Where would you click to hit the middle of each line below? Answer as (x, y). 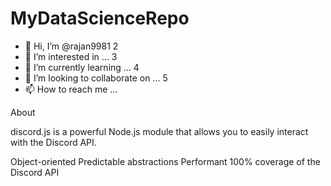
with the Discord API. (53, 142)
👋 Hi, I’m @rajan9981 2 (71, 46)
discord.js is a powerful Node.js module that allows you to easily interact (159, 131)
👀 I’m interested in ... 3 (71, 56)
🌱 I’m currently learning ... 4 (82, 67)
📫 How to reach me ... (71, 89)
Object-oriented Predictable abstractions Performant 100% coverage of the (165, 161)
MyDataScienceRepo (100, 18)
